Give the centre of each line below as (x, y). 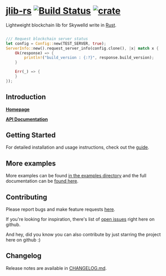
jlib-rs (19, 11)
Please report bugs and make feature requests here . (61, 209)
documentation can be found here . (42, 181)
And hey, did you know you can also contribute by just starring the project (83, 235)
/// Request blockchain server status (47, 39)
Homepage (18, 109)
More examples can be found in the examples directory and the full (76, 176)
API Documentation (27, 119)
